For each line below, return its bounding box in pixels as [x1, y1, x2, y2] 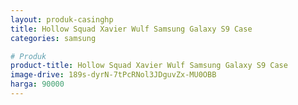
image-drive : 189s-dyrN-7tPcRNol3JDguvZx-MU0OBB [10, 70, 217, 80]
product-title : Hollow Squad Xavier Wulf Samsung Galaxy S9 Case [10, 61, 288, 71]
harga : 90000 [10, 79, 65, 90]
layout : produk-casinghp [10, 14, 114, 25]
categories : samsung [10, 33, 97, 43]
